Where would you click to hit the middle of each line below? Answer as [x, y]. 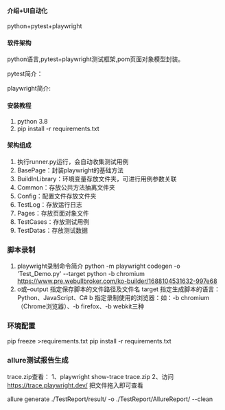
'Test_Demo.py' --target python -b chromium [81, 274]
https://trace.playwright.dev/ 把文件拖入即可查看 [75, 385]
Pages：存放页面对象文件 [53, 213]
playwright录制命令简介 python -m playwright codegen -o [98, 266]
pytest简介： [25, 74]
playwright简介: [29, 89]
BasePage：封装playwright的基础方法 [70, 170]
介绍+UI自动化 [27, 10]
